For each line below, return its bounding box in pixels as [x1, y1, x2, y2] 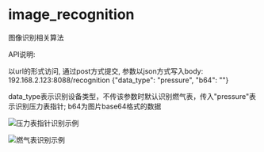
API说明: [8, 49, 36, 59]
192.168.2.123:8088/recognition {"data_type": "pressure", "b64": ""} [8, 75, 229, 85]
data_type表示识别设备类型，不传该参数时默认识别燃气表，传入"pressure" [8, 91, 250, 101]
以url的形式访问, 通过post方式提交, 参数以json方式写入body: [8, 66, 204, 76]
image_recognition [8, 6, 135, 24]
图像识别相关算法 [8, 32, 64, 42]
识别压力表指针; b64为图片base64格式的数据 [14, 101, 162, 111]
